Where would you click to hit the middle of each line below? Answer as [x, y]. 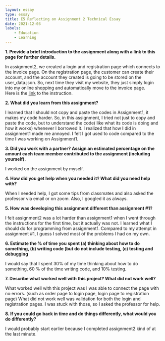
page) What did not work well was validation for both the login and [73, 299]
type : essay [17, 14]
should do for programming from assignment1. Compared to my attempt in [81, 228]
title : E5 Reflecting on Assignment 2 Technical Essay [63, 19]
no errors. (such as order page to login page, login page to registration [77, 293]
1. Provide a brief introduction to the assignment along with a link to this [80, 52]
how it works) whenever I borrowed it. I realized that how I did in [71, 128]
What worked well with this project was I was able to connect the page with [82, 288]
